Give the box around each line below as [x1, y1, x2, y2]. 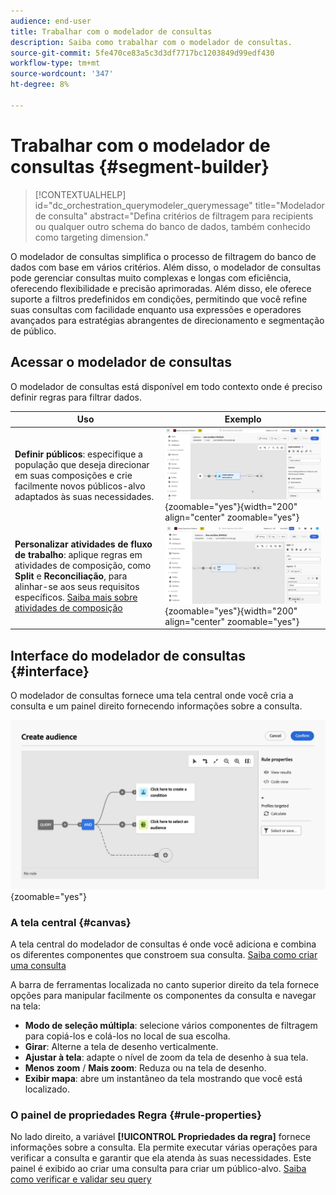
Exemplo [224, 413, 262, 425]
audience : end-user [10, 16, 92, 26]
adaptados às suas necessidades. [14, 490, 155, 502]
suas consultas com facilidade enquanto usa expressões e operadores [10, 303, 302, 315]
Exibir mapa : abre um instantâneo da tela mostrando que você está [24, 1073, 303, 1085]
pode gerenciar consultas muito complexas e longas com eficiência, [10, 271, 292, 284]
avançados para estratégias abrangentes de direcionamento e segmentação [10, 314, 325, 326]
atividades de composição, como [14, 560, 152, 572]
